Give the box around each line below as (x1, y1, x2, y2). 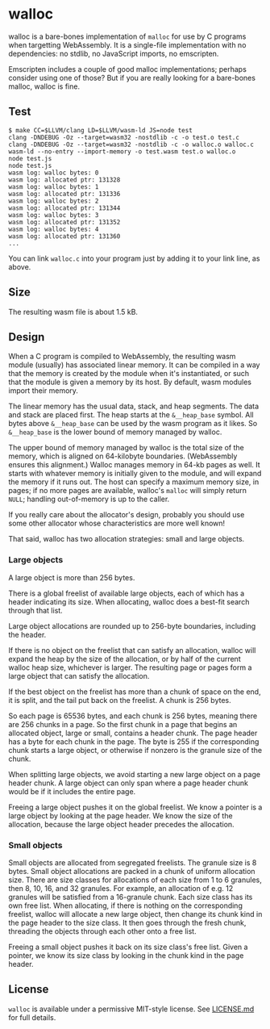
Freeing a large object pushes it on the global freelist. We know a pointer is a (8, 802, 263, 812)
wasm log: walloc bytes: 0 (8, 169, 99, 177)
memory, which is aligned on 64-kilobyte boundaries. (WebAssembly (8, 451, 238, 461)
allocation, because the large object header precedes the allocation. (8, 819, 235, 829)
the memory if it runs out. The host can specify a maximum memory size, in (8, 477, 260, 487)
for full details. (8, 1012, 56, 1022)
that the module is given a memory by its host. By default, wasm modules (8, 377, 252, 387)
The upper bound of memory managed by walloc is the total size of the (8, 443, 244, 453)
